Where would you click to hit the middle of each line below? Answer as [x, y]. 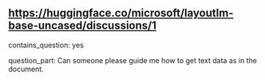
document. [26, 69]
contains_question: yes [46, 45]
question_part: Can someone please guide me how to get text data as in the [132, 60]
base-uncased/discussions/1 [83, 26]
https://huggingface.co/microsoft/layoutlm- [121, 13]
